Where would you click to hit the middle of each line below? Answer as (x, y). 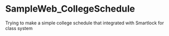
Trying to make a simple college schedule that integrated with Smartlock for (85, 23)
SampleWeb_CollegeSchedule (70, 9)
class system (19, 28)
